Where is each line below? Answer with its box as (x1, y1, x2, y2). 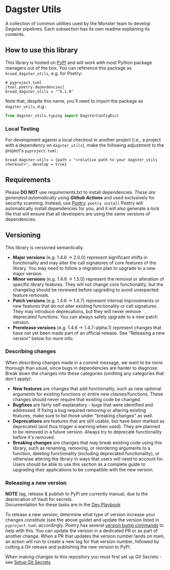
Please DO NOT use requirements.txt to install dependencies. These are (5, 189, 156, 195)
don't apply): (5, 375, 32, 382)
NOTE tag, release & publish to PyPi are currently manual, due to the (5, 491, 148, 497)
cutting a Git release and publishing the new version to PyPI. (5, 544, 131, 550)
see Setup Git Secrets (5, 559, 51, 565)
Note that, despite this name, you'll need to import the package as (5, 98, 144, 104)
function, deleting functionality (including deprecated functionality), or (12, 450, 160, 456)
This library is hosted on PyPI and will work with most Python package (5, 59, 152, 66)
